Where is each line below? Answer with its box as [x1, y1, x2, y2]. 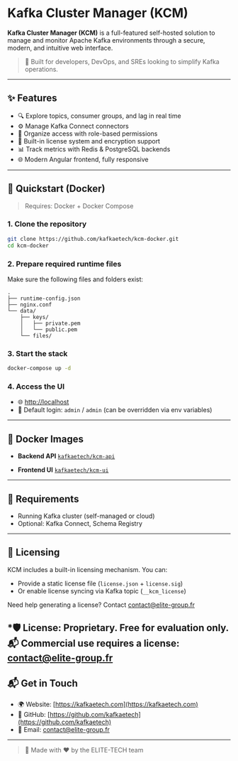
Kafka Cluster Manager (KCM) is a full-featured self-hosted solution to [7, 28, 215, 37]
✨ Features [7, 92, 57, 104]
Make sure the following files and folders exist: [7, 275, 144, 284]
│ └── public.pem [20, 325, 78, 333]
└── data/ [7, 307, 37, 314]
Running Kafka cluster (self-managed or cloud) [17, 512, 155, 520]
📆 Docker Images [7, 433, 84, 445]
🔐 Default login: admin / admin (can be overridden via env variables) [17, 406, 212, 414]
